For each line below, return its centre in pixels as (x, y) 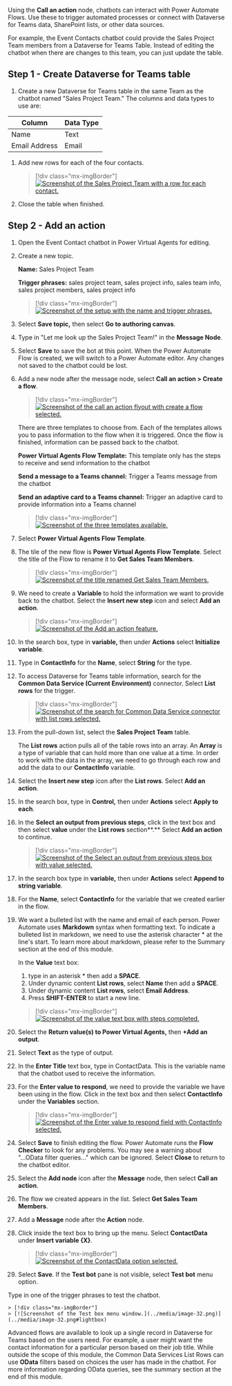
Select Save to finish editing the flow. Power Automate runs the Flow (115, 1142)
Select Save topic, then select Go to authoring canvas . (97, 324)
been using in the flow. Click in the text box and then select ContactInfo (120, 1094)
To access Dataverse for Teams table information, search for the (109, 676)
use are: (29, 106)
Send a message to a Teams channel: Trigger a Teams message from (118, 476)
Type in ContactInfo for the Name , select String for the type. (105, 663)
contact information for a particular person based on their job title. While (110, 1347)
